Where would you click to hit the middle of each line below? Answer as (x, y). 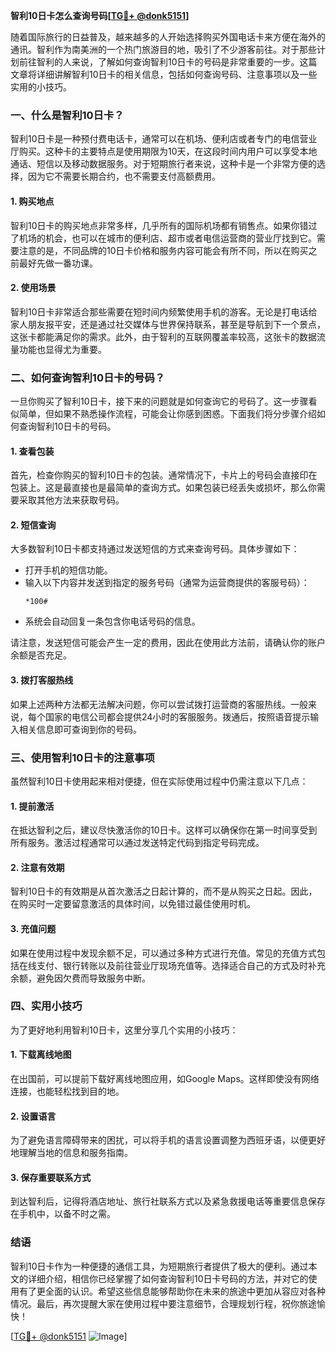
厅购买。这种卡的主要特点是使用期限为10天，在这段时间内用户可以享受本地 (164, 151)
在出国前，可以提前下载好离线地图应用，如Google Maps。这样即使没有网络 (165, 1079)
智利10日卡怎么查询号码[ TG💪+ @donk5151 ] (100, 15)
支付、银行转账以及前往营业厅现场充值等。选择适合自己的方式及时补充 (181, 965)
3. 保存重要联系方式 (51, 1177)
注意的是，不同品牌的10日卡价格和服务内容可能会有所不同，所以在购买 (163, 250)
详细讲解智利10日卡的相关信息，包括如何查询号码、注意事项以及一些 (177, 74)
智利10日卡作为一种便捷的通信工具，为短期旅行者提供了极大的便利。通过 (159, 1266)
